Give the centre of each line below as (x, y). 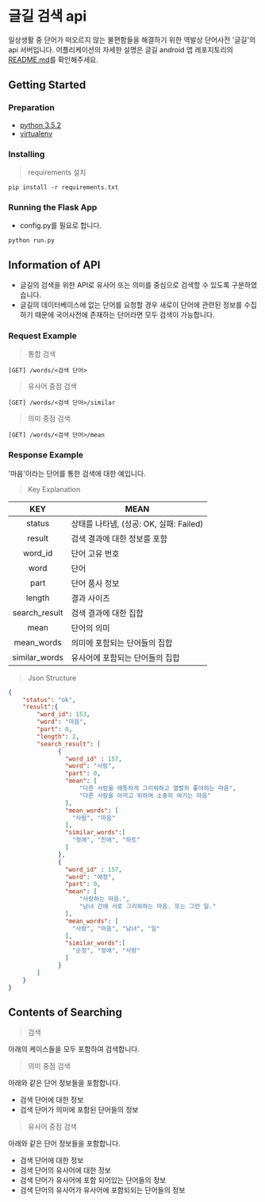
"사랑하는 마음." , (104, 899)
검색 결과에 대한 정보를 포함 (119, 538)
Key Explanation (54, 489)
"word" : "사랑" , (90, 766)
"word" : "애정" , (90, 877)
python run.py (32, 241)
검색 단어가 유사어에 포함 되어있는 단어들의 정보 (93, 1181)
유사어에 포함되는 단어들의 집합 (125, 657)
